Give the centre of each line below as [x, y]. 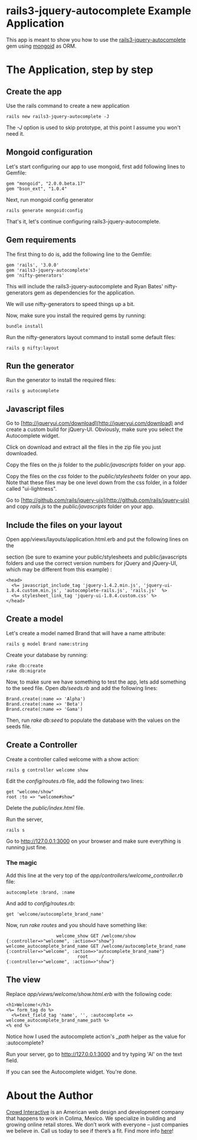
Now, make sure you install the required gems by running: [76, 315]
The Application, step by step [80, 70]
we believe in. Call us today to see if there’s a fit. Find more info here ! [90, 1131]
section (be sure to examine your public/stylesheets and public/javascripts [97, 557]
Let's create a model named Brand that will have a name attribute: [86, 633]
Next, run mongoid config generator [50, 199]
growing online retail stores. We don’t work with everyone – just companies [97, 1124]
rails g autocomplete [33, 391]
